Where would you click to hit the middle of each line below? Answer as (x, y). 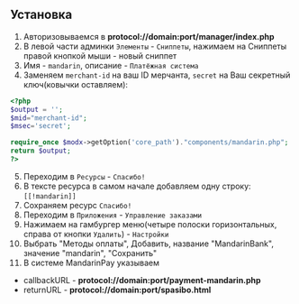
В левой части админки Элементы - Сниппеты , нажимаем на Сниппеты (155, 46)
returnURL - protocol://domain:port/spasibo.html (117, 290)
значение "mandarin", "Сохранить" (90, 253)
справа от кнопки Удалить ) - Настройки (96, 234)
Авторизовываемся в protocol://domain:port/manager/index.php (149, 36)
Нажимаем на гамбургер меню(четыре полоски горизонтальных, (150, 224)
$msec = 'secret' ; (41, 126)
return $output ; (41, 151)
